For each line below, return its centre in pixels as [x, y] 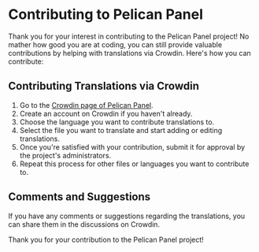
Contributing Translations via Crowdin [104, 86]
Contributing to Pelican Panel [105, 15]
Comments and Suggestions [80, 197]
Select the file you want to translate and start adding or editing [121, 130]
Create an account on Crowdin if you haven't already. [106, 113]
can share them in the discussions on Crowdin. [84, 224]
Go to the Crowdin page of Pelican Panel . [86, 105]
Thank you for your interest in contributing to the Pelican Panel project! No [129, 36]
